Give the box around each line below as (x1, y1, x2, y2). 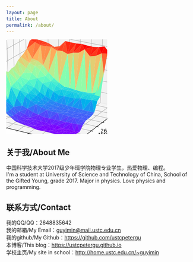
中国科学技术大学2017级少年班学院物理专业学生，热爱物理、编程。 (6, 164, 169, 172)
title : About (6, 15, 39, 22)
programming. (6, 184, 41, 191)
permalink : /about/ (6, 22, 55, 28)
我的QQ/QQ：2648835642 (6, 219, 72, 226)
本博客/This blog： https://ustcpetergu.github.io (6, 241, 122, 248)
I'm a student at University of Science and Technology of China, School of (6, 171, 188, 178)
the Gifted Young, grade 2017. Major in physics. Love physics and (6, 177, 166, 184)
